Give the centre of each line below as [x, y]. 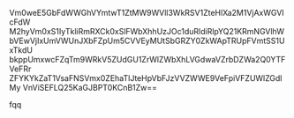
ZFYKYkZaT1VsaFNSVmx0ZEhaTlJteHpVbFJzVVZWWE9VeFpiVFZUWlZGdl [146, 78]
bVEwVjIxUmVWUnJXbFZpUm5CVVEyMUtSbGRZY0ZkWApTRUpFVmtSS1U [147, 41]
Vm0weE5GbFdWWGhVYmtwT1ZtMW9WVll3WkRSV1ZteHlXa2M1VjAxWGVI [147, 13]
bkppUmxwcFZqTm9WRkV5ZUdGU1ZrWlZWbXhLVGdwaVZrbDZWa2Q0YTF [147, 59]
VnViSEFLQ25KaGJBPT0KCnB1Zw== [90, 88]
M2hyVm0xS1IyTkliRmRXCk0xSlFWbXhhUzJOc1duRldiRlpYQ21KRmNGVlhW [147, 31]
